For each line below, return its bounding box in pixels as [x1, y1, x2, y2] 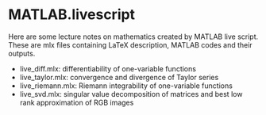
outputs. [8, 48, 36, 58]
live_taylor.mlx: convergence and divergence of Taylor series [19, 72, 219, 82]
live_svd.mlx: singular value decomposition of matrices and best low [19, 89, 243, 98]
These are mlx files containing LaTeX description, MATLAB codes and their [8, 40, 253, 49]
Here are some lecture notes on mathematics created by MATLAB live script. [8, 32, 259, 41]
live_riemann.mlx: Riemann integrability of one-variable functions [19, 81, 233, 90]
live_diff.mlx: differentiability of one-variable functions [19, 63, 197, 73]
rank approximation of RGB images [19, 98, 134, 107]
